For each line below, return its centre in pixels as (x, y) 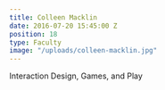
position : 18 (33, 34)
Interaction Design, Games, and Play (76, 76)
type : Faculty (36, 42)
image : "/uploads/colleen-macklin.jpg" (83, 51)
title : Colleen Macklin (54, 17)
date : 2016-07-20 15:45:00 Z (63, 26)
